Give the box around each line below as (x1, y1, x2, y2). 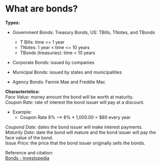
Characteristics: (5, 88, 40, 94)
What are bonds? (5, 3, 78, 15)
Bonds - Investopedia (5, 155, 50, 161)
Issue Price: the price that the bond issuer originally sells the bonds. (5, 140, 145, 146)
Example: (12, 109, 32, 115)
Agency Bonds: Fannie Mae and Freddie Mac (12, 79, 106, 85)
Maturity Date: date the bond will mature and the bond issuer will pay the (5, 129, 156, 135)
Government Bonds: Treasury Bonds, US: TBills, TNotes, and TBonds (12, 29, 155, 35)
